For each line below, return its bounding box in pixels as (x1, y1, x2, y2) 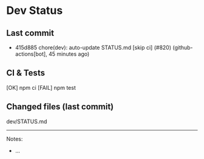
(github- (172, 44, 193, 51)
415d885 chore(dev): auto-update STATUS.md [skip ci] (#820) (15, 44, 172, 51)
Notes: (6, 135, 23, 143)
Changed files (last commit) (6, 101, 114, 112)
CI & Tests (6, 68, 46, 78)
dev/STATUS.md (6, 118, 47, 125)
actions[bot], (15, 50, 47, 58)
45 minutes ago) (48, 50, 90, 58)
